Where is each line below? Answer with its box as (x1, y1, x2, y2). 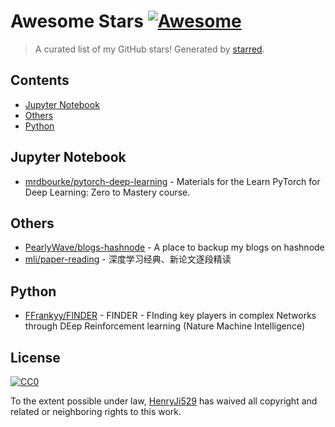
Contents (10, 72, 70, 89)
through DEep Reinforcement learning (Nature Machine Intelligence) (24, 320, 306, 332)
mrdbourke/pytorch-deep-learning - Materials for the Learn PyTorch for (24, 175, 321, 187)
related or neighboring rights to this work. (10, 406, 182, 417)
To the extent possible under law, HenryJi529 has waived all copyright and (10, 395, 318, 407)
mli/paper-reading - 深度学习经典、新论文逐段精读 (24, 253, 232, 265)
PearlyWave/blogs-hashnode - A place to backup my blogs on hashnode (24, 241, 325, 254)
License (10, 349, 61, 366)
